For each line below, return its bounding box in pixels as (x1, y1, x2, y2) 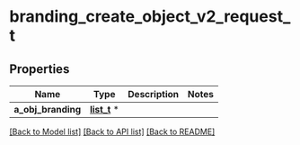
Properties (9, 61, 70, 77)
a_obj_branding (13, 104, 82, 115)
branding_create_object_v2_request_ (9, 6, 291, 27)
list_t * (89, 104, 119, 115)
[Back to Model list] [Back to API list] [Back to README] (9, 126, 216, 137)
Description (128, 88, 180, 100)
